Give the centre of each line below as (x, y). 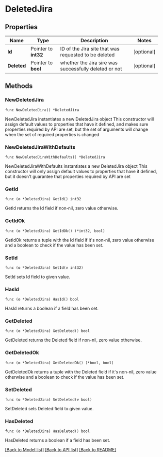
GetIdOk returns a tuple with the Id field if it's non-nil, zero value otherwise (80, 240)
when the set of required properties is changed (52, 134)
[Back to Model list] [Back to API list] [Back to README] (61, 450)
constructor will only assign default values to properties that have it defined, (81, 171)
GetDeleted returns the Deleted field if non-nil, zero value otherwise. (73, 340)
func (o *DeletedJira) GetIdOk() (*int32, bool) (55, 231)
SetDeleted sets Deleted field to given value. (49, 409)
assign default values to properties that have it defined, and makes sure (77, 124)
